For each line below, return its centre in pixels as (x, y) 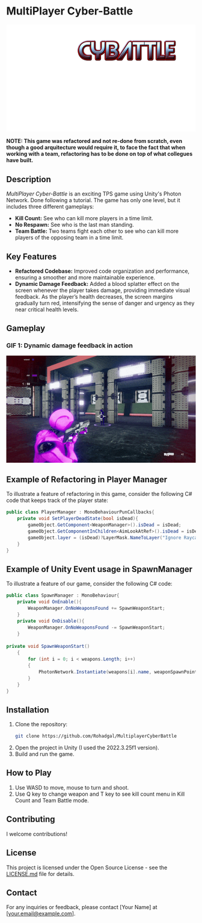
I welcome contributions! (37, 834)
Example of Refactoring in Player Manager (87, 480)
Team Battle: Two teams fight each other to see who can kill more (97, 231)
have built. (20, 160)
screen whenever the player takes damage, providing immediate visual (103, 290)
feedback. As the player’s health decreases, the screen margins (94, 297)
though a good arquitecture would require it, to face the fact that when (96, 147)
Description (29, 179)
